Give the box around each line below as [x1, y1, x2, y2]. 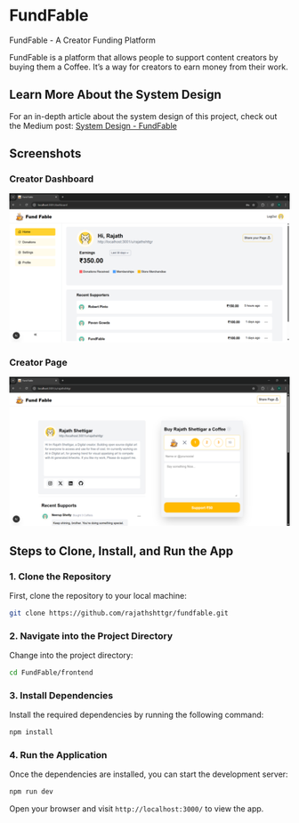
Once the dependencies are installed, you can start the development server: [9, 769, 288, 779]
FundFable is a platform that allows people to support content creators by [9, 52, 279, 62]
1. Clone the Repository [9, 570, 111, 583]
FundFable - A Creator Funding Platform [9, 35, 156, 45]
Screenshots [9, 146, 82, 161]
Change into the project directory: [9, 650, 133, 661]
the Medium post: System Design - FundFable [9, 120, 178, 131]
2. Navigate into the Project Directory [9, 629, 174, 641]
